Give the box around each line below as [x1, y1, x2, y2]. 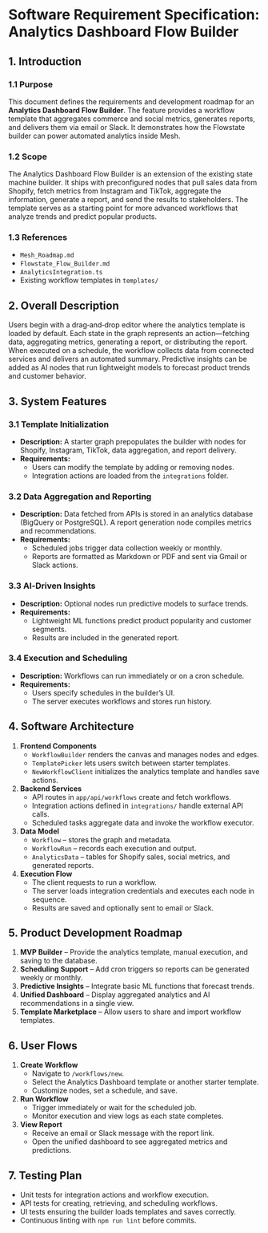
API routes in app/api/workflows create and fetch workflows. [31, 792, 232, 801]
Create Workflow [19, 1061, 78, 1070]
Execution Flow [19, 869, 73, 878]
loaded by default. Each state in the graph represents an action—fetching [8, 329, 250, 339]
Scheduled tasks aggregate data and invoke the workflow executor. [31, 817, 254, 827]
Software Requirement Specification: [8, 6, 260, 24]
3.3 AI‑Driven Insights [8, 580, 96, 591]
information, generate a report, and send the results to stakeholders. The [8, 195, 249, 205]
